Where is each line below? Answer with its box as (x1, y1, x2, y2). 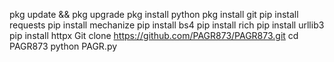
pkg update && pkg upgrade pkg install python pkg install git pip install (9, 9, 299, 20)
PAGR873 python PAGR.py (9, 40, 118, 52)
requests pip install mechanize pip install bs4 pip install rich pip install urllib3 (9, 19, 325, 31)
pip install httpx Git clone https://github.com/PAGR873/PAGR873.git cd (9, 30, 299, 41)
